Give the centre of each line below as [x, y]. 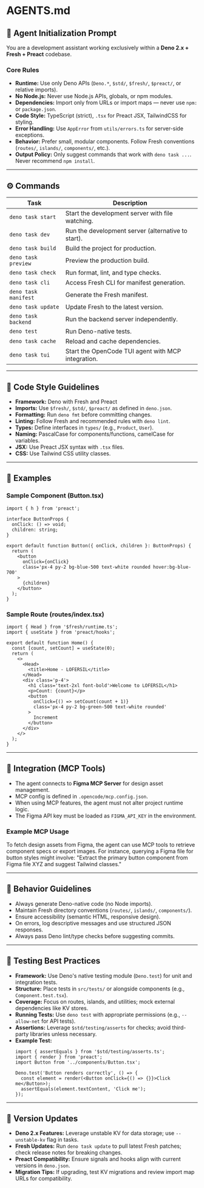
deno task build [33, 248]
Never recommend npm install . [55, 161]
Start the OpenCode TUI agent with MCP [123, 351]
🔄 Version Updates [42, 1119]
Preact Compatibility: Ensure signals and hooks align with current [98, 1159]
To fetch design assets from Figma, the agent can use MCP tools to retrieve [101, 845]
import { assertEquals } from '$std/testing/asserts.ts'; [90, 1051]
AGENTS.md [39, 11]
